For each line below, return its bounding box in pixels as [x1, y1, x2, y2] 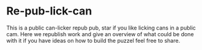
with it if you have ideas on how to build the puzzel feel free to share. [6, 37, 181, 44]
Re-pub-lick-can [6, 4, 92, 18]
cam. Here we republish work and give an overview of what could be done [6, 30, 194, 37]
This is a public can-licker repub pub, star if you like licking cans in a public [6, 24, 196, 31]
